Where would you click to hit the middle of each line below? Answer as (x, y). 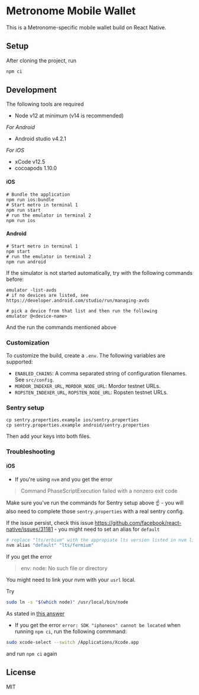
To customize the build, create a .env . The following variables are (86, 356)
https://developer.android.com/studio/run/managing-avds (78, 300)
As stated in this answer (36, 613)
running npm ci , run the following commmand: (71, 631)
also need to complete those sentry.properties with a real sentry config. (95, 511)
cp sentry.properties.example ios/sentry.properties (73, 420)
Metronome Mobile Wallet (71, 11)
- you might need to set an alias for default (107, 529)
